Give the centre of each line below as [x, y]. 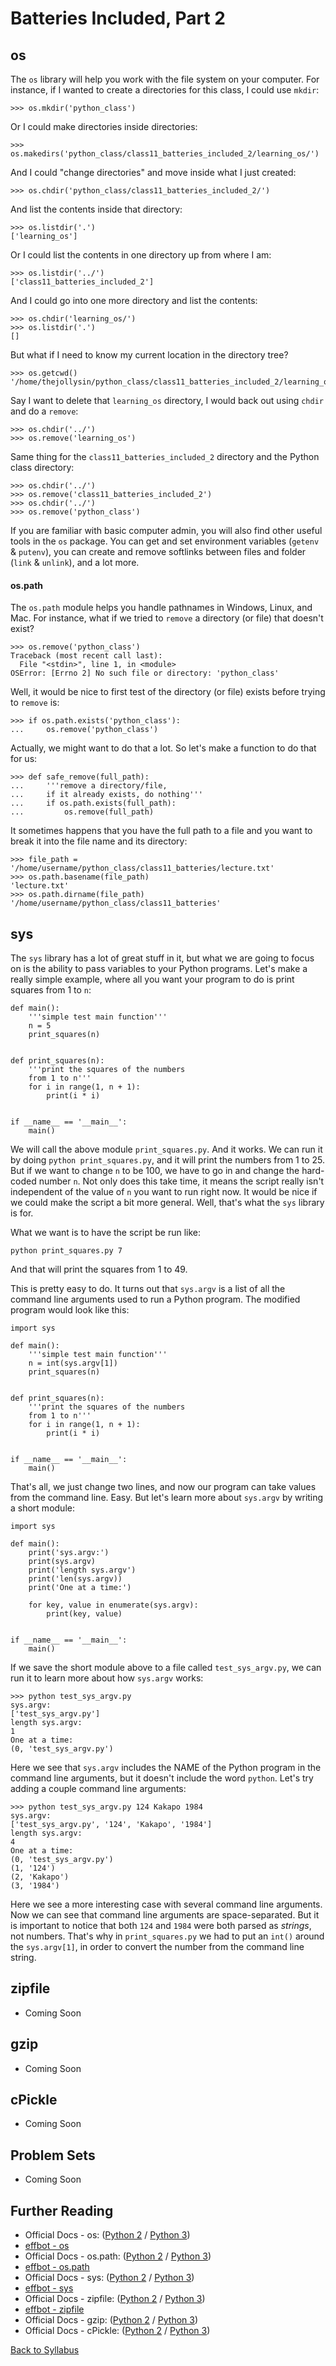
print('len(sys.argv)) [75, 1579]
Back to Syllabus [45, 2350]
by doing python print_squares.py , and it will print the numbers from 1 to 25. [167, 1160]
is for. [22, 1213]
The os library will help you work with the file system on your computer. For [165, 79]
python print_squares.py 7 [66, 1251]
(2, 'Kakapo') [40, 1877]
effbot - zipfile [54, 2309]
